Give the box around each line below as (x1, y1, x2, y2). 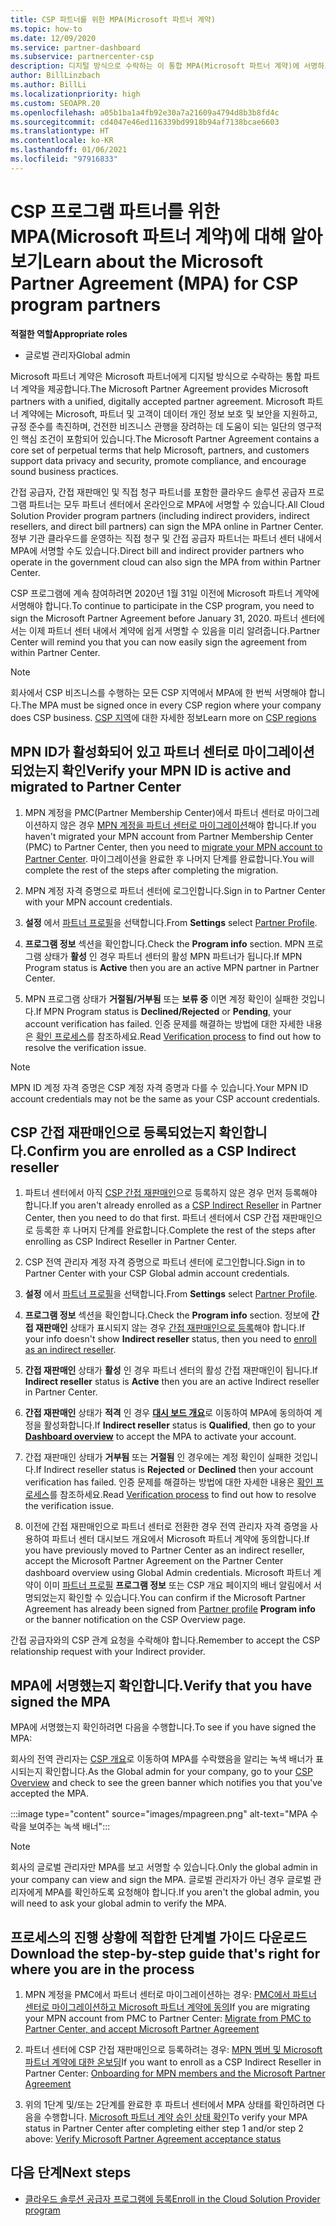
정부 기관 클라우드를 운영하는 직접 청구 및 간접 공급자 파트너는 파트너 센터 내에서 (10, 532, 323, 544)
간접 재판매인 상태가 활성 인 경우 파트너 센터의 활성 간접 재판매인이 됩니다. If (24, 1364, 318, 1376)
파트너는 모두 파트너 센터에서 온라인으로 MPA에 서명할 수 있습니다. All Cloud (28, 498, 325, 510)
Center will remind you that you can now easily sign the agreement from (10, 636, 307, 648)
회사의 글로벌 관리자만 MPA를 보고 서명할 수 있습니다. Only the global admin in (10, 1861, 318, 1873)
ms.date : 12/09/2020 (10, 33, 97, 43)
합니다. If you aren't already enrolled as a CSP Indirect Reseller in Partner (24, 1199, 322, 1211)
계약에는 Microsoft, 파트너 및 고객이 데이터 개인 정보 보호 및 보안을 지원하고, (20, 407, 318, 420)
